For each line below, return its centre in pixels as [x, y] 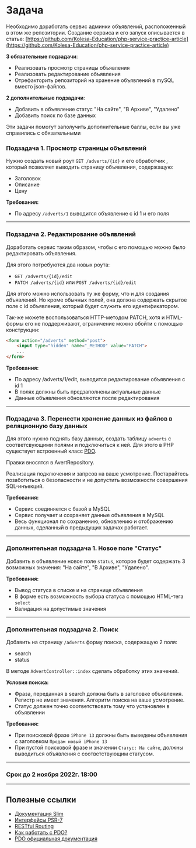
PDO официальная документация [56, 839]
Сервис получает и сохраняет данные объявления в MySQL [90, 515]
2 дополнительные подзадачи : [46, 98]
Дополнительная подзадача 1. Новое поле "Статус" [84, 548]
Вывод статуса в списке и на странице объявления [78, 590]
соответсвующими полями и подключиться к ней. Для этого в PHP [90, 445]
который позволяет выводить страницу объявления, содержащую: [90, 167]
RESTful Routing [34, 826]
